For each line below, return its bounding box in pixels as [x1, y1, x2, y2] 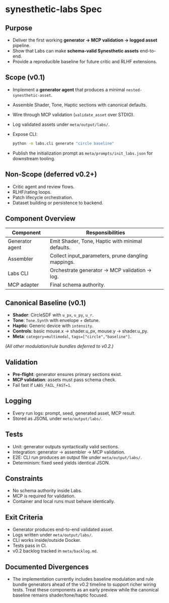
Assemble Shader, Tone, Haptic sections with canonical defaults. [12, 102, 147, 108]
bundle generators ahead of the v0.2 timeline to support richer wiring [12, 581, 156, 587]
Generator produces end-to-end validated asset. [12, 527, 114, 533]
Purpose [5, 24, 33, 32]
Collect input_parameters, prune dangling [50, 252, 148, 259]
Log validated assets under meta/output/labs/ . [12, 121, 110, 127]
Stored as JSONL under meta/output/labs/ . [12, 415, 103, 422]
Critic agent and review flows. [12, 183, 74, 190]
